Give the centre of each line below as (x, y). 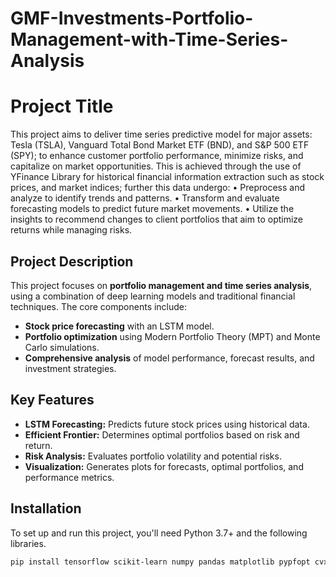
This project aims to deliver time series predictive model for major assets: (161, 134)
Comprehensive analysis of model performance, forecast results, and (169, 358)
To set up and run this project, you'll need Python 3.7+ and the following (159, 533)
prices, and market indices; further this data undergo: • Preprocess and (157, 188)
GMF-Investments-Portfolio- (132, 18)
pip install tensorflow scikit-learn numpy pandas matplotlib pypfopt (160, 562)
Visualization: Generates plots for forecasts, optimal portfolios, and (164, 466)
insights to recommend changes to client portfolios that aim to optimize (157, 219)
